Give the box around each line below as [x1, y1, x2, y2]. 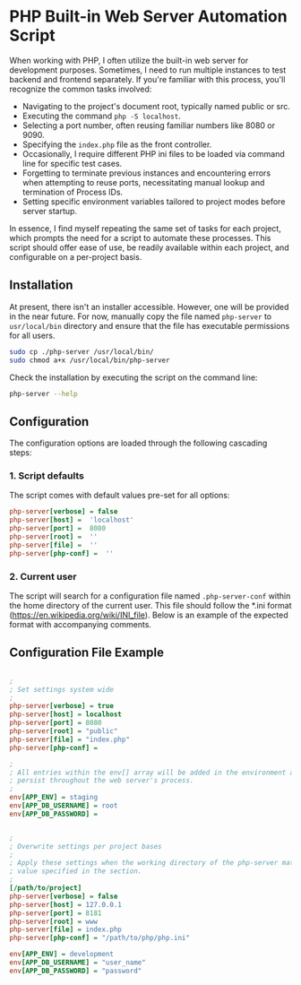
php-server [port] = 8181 [9, 908, 102, 918]
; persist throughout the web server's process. [9, 776, 194, 785]
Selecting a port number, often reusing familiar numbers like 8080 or [21, 119, 276, 131]
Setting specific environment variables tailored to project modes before [21, 195, 286, 207]
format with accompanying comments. [9, 619, 152, 630]
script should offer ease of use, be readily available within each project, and [9, 242, 289, 253]
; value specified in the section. [9, 867, 142, 876]
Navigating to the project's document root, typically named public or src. [21, 100, 291, 111]
